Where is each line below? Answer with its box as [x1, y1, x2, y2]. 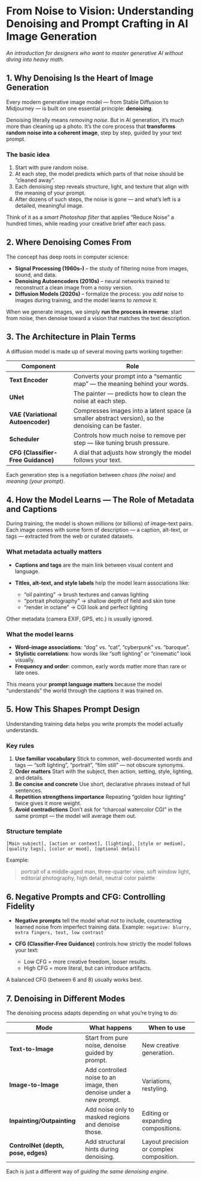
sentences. [14, 787, 43, 794]
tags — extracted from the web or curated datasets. [6, 532, 135, 540]
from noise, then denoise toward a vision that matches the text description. [6, 314, 191, 321]
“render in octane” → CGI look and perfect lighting [23, 603, 148, 611]
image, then [84, 1081, 118, 1089]
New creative [141, 1041, 179, 1049]
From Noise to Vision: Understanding [6, 4, 194, 18]
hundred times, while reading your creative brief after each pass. [6, 220, 166, 227]
